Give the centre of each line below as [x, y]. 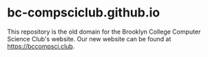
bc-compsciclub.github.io [84, 13]
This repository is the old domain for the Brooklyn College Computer [104, 32]
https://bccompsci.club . [41, 46]
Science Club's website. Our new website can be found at [89, 38]
